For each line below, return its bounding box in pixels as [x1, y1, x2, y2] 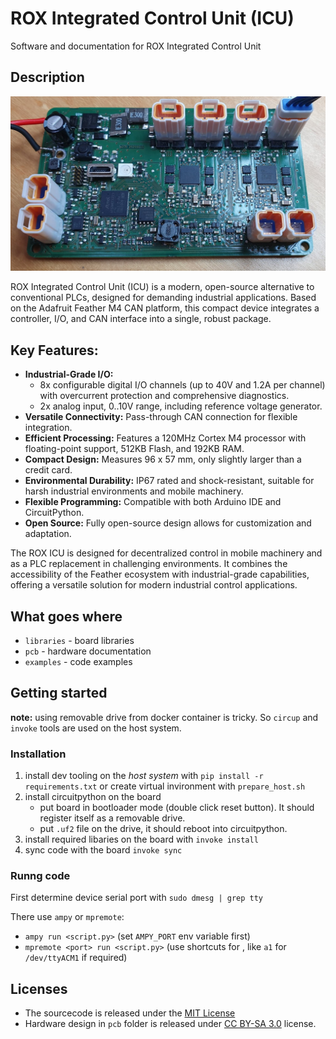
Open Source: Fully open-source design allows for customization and [24, 517, 312, 529]
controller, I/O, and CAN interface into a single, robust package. [10, 313, 272, 325]
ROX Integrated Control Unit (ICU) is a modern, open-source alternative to [10, 281, 315, 293]
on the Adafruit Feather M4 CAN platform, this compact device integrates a [10, 302, 320, 314]
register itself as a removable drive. [39, 812, 186, 824]
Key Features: [10, 342, 99, 359]
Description [10, 69, 85, 86]
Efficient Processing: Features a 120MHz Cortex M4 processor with [24, 432, 307, 444]
